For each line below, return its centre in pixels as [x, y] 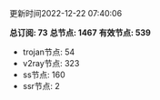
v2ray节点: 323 [51, 63]
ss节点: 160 [44, 75]
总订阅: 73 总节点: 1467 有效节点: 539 [80, 33]
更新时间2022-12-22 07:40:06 [66, 13]
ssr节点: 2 [41, 86]
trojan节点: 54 [49, 52]
